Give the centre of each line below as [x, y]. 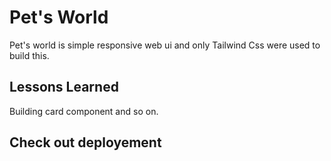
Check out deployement [85, 142]
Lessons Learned [64, 87]
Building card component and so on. [84, 111]
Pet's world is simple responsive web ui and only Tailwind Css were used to [165, 45]
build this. [29, 55]
